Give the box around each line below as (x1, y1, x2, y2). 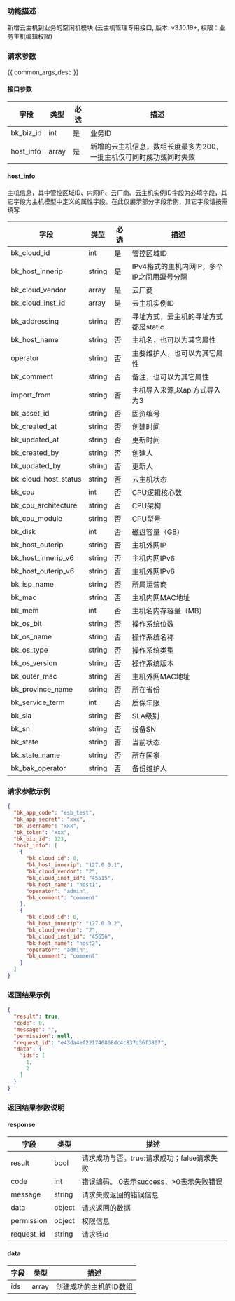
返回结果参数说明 (7, 1103, 65, 1112)
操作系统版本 (131, 659, 175, 668)
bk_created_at (10, 422, 57, 431)
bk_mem (10, 606, 39, 615)
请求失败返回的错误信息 (81, 1190, 159, 1199)
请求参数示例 (7, 786, 51, 796)
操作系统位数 (131, 619, 175, 629)
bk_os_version (10, 658, 57, 667)
